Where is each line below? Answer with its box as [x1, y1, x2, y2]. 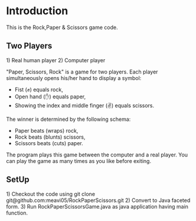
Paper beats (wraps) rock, [14, 127, 79, 134]
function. [6, 209, 28, 216]
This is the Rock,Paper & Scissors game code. [6, 24, 118, 31]
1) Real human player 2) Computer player [6, 56, 106, 63]
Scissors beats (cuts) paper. [14, 139, 84, 146]
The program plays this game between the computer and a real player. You [6, 151, 188, 158]
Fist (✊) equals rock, [14, 86, 63, 93]
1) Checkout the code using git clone [6, 190, 96, 197]
